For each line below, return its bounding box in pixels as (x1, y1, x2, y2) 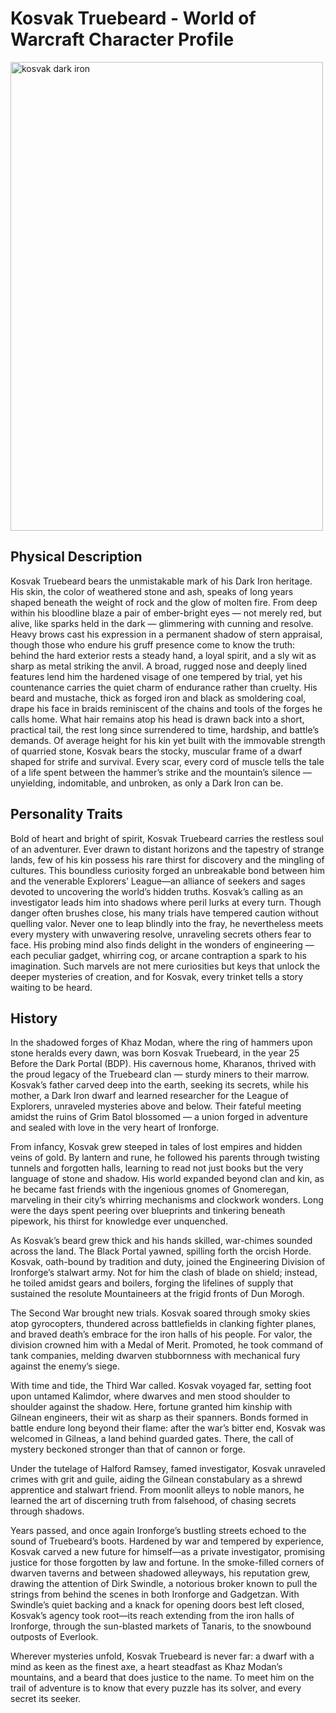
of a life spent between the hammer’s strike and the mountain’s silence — (10, 766, 312, 778)
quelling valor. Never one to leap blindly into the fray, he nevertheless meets (10, 917, 324, 929)
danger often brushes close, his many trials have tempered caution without (10, 907, 319, 919)
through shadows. (10, 1505, 85, 1517)
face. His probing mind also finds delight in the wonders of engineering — (10, 938, 315, 951)
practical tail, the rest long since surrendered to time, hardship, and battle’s (10, 723, 320, 736)
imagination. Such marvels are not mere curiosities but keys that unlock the (10, 960, 321, 972)
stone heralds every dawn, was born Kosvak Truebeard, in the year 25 (10, 1047, 300, 1059)
